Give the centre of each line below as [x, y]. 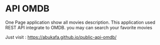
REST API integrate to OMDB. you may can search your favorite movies [79, 27]
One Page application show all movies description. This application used [80, 22]
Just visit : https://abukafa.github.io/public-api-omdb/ [61, 37]
